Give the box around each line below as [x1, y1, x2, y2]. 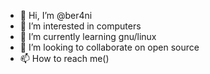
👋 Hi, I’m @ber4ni [19, 10, 93, 21]
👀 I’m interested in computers [19, 20, 142, 32]
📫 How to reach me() [19, 53, 110, 64]
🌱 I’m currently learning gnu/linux [19, 31, 157, 42]
